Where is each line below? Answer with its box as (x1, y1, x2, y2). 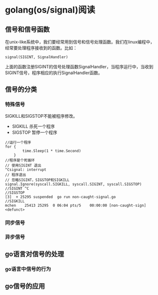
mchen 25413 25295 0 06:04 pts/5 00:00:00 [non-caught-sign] (5, 203, 146, 208)
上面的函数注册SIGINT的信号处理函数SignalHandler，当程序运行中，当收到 (5, 64, 154, 69)
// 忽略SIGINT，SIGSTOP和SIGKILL (5, 177, 70, 182)
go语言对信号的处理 (5, 250, 64, 258)
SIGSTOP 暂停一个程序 (12, 129, 58, 135)
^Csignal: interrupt (5, 167, 47, 172)
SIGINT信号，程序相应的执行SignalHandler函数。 (5, 70, 103, 76)
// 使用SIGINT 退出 (5, 163, 42, 168)
